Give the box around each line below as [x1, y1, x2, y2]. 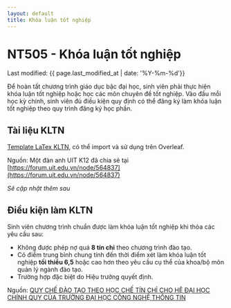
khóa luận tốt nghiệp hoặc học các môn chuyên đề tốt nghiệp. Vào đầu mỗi [7, 90, 221, 98]
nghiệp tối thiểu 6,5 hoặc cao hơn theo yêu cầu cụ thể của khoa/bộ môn [17, 258, 225, 267]
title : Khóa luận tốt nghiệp [7, 17, 91, 23]
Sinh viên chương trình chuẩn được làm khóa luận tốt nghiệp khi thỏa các [7, 222, 216, 231]
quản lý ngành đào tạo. [17, 265, 83, 273]
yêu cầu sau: [7, 230, 44, 238]
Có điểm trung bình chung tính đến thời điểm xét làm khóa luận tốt [17, 251, 206, 259]
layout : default [7, 10, 54, 17]
